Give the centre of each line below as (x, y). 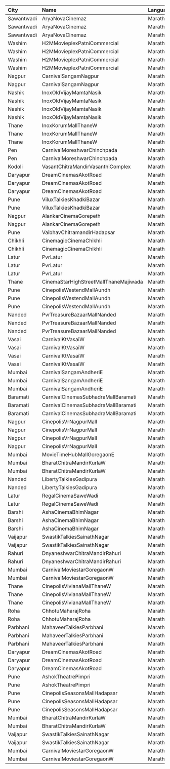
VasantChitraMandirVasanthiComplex (87, 167)
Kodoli (15, 167)
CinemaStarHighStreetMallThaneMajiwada (93, 282)
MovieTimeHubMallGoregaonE (78, 454)
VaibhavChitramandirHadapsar (79, 232)
